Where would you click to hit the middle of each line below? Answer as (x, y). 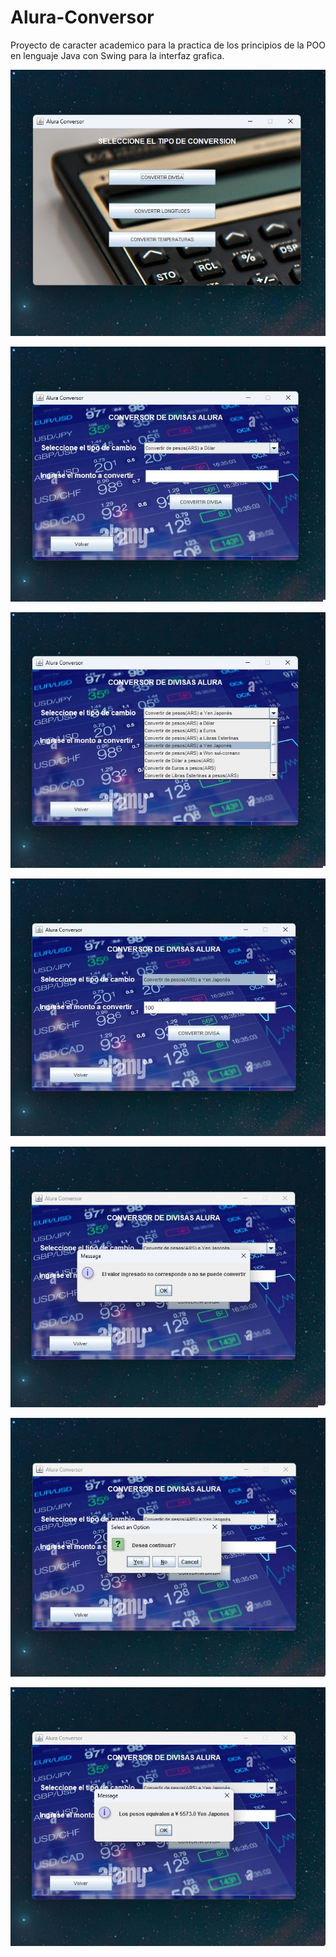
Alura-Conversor (82, 17)
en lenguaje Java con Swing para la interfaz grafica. (117, 55)
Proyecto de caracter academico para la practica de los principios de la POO (168, 45)
